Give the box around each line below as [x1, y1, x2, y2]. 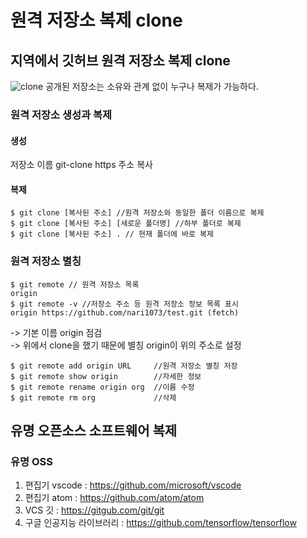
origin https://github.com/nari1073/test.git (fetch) [10, 307, 240, 318]
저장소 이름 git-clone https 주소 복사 [10, 159, 153, 171]
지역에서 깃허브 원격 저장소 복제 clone [10, 52, 231, 69]
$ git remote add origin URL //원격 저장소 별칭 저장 [10, 361, 238, 371]
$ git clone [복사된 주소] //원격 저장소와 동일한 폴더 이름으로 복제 [10, 208, 265, 218]
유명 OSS [10, 454, 54, 468]
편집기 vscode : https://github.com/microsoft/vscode [24, 479, 242, 491]
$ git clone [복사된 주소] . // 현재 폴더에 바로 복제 [10, 229, 214, 240]
